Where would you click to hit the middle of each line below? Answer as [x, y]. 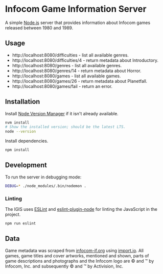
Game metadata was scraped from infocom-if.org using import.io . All [74, 250]
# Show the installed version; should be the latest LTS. [65, 127]
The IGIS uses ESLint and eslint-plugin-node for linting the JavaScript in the [81, 209]
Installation [23, 102]
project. [13, 215]
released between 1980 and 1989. [39, 27]
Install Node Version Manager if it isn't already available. [62, 113]
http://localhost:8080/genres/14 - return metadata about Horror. [77, 71]
